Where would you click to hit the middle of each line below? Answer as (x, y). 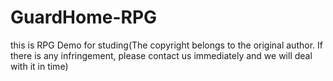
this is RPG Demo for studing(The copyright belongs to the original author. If (166, 45)
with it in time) (39, 66)
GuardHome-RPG (84, 17)
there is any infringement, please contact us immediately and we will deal (161, 55)
